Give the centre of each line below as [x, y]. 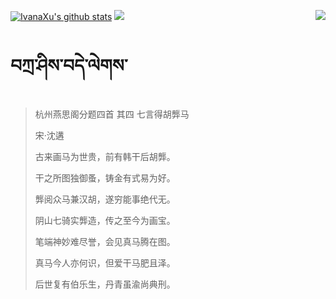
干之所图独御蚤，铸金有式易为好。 [105, 177]
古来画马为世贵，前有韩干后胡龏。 [105, 156]
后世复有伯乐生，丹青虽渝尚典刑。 [105, 284]
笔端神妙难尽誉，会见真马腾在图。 [105, 241]
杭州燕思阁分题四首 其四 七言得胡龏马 [112, 114]
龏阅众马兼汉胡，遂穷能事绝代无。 [105, 199]
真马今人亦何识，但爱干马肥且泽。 [105, 262]
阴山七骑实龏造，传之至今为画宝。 [105, 220]
